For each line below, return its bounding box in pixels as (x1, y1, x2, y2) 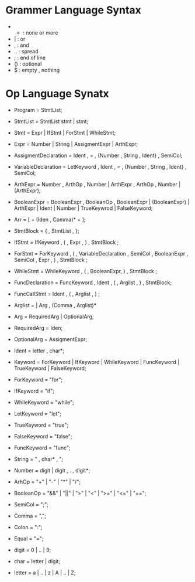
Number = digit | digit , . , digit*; (13, 467, 90, 474)
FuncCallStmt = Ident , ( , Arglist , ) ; (13, 290, 100, 297)
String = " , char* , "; (13, 455, 64, 462)
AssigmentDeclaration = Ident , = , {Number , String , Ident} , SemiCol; (13, 152, 183, 159)
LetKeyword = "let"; (13, 410, 62, 417)
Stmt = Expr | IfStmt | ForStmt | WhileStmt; (13, 129, 116, 136)
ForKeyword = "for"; (13, 376, 63, 383)
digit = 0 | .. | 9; (13, 546, 51, 553)
